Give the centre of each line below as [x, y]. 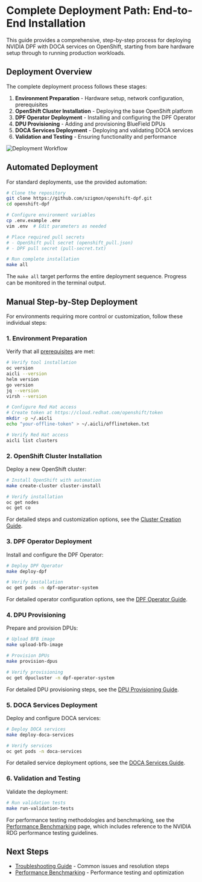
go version [20, 385]
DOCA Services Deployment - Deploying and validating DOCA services [104, 130]
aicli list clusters [32, 440]
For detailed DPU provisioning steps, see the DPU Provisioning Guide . [93, 689]
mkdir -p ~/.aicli [29, 418]
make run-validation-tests [40, 808]
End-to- [173, 11]
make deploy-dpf [27, 571]
